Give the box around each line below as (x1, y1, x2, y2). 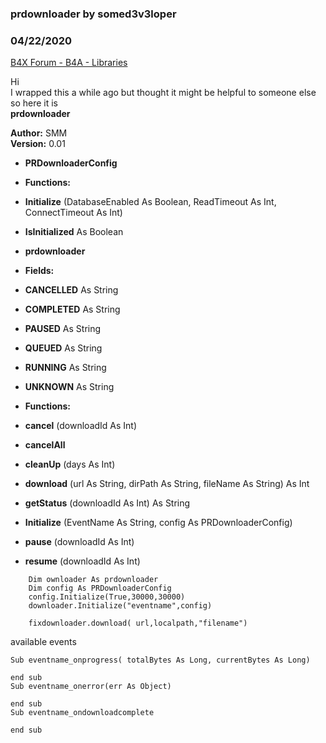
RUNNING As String (24, 362, 107, 374)
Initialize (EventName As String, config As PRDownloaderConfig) (24, 517, 293, 529)
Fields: (24, 265, 55, 277)
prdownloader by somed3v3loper (10, 7, 177, 21)
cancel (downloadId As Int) (24, 420, 138, 432)
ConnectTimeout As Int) (24, 207, 123, 219)
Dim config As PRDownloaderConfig (28, 583, 172, 594)
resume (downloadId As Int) (24, 555, 141, 567)
